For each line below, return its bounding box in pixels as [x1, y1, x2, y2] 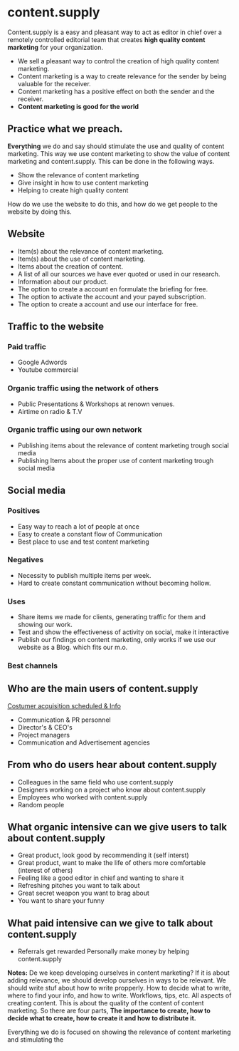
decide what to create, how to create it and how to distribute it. [7, 1014, 197, 1022]
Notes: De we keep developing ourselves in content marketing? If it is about [7, 968, 230, 977]
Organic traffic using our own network [7, 425, 142, 435]
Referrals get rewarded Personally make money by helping [17, 947, 190, 956]
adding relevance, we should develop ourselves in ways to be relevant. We [7, 976, 226, 985]
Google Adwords [17, 358, 68, 367]
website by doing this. [7, 207, 73, 216]
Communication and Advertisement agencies [17, 738, 151, 747]
